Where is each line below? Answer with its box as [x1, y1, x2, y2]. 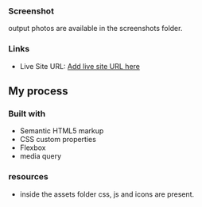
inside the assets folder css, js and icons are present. [19, 189, 195, 199]
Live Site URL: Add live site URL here [19, 61, 141, 71]
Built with [8, 108, 46, 119]
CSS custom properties [19, 135, 97, 144]
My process [8, 84, 68, 98]
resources [8, 171, 49, 182]
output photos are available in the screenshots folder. [8, 24, 183, 33]
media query [19, 151, 62, 161]
